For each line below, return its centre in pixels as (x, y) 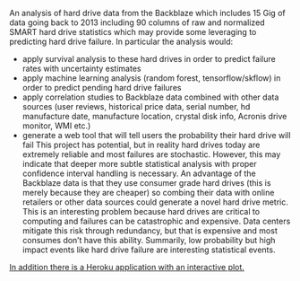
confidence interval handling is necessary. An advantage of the (139, 173)
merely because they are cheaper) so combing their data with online (148, 193)
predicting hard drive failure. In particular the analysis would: (121, 41)
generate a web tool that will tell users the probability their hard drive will (156, 135)
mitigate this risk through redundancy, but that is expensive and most (150, 231)
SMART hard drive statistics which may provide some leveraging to (133, 32)
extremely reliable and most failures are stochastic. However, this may (151, 154)
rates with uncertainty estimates (81, 68)
